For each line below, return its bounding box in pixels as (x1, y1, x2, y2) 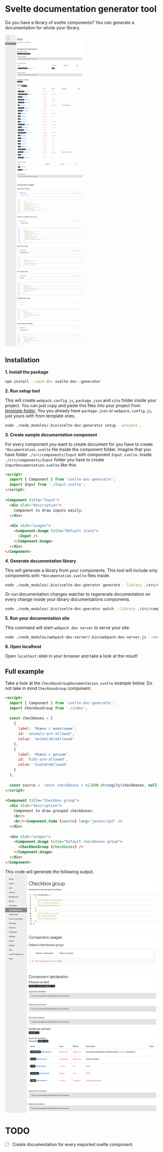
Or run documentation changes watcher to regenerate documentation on (5, 591, 151, 597)
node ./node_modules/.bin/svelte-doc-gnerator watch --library (5, 606, 136, 611)
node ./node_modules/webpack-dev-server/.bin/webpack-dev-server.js (5, 635, 147, 640)
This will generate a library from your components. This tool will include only (5, 567, 158, 573)
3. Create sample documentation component (5, 431, 98, 437)
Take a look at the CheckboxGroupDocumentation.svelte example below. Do (5, 680, 153, 686)
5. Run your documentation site (5, 615, 70, 621)
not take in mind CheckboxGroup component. (5, 685, 92, 691)
